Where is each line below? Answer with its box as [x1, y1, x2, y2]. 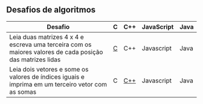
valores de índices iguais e [9, 72, 85, 81]
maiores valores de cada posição [9, 47, 103, 56]
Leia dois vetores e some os [9, 65, 89, 73]
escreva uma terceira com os [9, 40, 92, 49]
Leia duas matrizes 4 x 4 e [9, 32, 85, 41]
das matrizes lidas [9, 55, 61, 64]
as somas [9, 87, 37, 96]
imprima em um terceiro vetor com [9, 80, 108, 88]
